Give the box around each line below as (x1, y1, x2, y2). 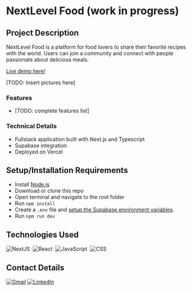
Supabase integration (14, 142, 67, 149)
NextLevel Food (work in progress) (6, 4, 179, 18)
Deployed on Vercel (14, 148, 63, 155)
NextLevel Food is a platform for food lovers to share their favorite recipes (6, 43, 186, 50)
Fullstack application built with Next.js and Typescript (14, 135, 145, 143)
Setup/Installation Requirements (6, 165, 128, 175)
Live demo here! (6, 68, 45, 75)
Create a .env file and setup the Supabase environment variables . (14, 206, 174, 213)
